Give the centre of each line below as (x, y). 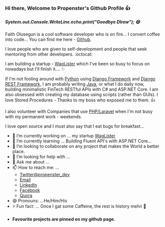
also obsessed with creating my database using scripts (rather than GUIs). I (82, 94)
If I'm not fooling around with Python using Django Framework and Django (80, 79)
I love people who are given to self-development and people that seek (76, 49)
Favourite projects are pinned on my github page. (64, 219)
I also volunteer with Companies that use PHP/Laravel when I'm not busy (79, 111)
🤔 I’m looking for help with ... (41, 157)
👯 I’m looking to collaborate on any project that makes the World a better (86, 146)
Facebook (30, 190)
